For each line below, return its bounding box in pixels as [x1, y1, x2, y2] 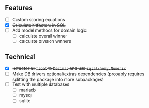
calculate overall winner [19, 33, 67, 39]
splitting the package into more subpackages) [12, 77, 104, 82]
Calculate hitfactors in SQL [12, 22, 66, 28]
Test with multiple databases [12, 81, 70, 87]
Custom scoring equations [12, 16, 65, 22]
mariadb [19, 87, 36, 93]
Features [5, 4, 33, 12]
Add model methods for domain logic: [12, 27, 88, 33]
